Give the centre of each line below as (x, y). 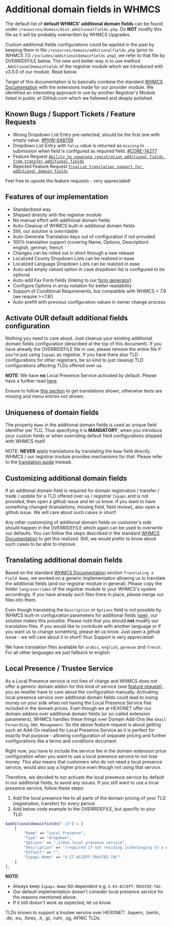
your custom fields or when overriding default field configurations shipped (84, 436)
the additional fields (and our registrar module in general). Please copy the (84, 583)
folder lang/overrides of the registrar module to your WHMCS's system (81, 589)
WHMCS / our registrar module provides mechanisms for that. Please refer (84, 457)
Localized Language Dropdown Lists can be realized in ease (76, 264)
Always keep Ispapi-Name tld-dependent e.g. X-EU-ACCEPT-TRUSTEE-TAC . (87, 886)
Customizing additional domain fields (66, 478)
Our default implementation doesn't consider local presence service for (88, 892)
